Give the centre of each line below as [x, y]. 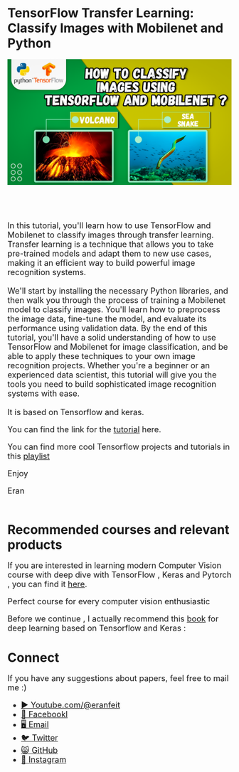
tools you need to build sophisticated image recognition [112, 384]
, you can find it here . [47, 584]
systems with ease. [44, 393]
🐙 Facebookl [44, 714]
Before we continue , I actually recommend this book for [113, 618]
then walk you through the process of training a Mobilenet [117, 300]
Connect [33, 657]
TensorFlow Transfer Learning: [101, 13]
